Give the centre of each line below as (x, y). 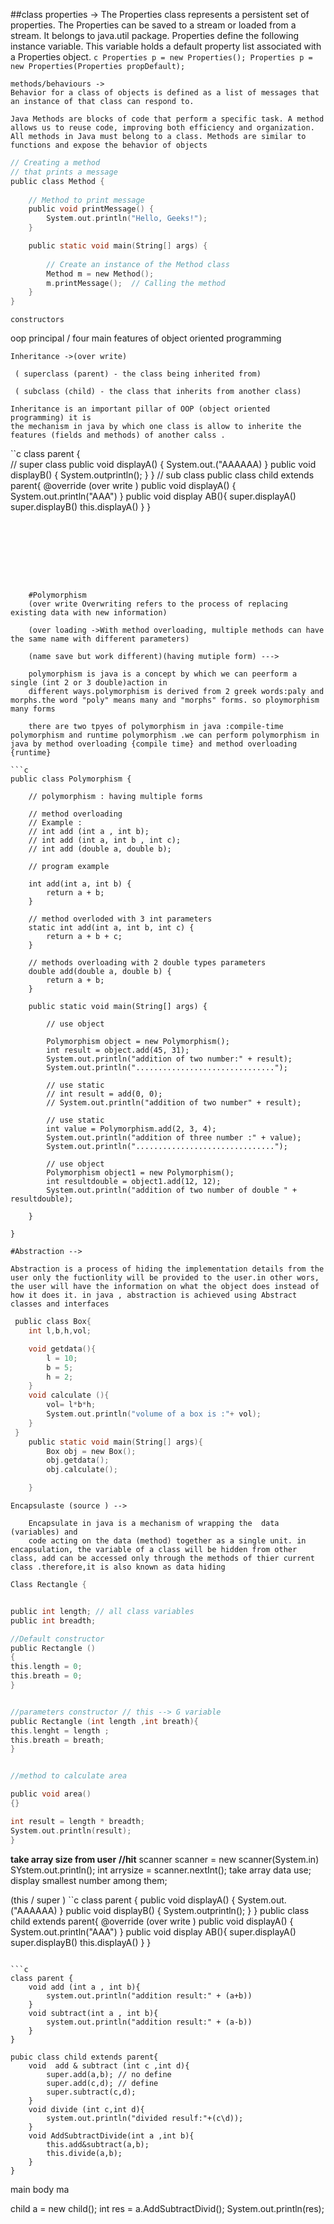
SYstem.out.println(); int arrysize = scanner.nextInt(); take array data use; (161, 1870)
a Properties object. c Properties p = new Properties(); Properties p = (161, 57)
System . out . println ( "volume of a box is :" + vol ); (154, 1414)
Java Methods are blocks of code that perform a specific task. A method (167, 119)
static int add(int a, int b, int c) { (111, 928)
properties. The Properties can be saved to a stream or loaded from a (153, 25)
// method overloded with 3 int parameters (120, 919)
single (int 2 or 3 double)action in (89, 683)
